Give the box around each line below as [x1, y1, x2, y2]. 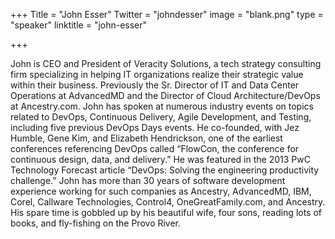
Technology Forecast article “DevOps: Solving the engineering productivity [10, 164, 320, 176]
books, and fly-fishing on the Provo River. [10, 217, 182, 229]
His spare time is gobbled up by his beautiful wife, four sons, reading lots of [10, 207, 323, 218]
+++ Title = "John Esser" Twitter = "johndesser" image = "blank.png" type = [10, 9, 324, 20]
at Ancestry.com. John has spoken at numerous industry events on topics [10, 100, 314, 112]
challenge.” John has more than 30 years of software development [10, 175, 286, 186]
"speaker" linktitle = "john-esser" [10, 19, 148, 31]
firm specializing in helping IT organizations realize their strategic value [10, 69, 304, 80]
